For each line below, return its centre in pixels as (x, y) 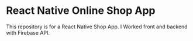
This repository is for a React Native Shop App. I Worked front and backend (97, 27)
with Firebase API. (28, 32)
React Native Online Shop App (81, 11)
